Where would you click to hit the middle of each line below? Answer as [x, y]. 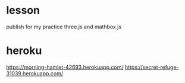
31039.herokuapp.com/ [35, 73]
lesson [23, 10]
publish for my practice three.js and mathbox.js [64, 27]
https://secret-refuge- [152, 67]
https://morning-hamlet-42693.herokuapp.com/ [65, 67]
